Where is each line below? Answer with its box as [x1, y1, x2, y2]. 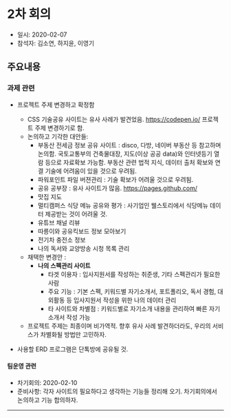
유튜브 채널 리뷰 [37, 218, 80, 227]
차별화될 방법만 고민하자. [40, 330, 107, 338]
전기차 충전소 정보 [37, 236, 86, 244]
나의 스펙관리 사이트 [37, 261, 91, 269]
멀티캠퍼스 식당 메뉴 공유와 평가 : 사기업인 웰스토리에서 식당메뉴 [37, 201, 208, 209]
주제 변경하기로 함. [34, 123, 85, 132]
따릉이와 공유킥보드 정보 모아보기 [37, 227, 126, 235]
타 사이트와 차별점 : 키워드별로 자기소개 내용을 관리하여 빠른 [47, 304, 208, 313]
